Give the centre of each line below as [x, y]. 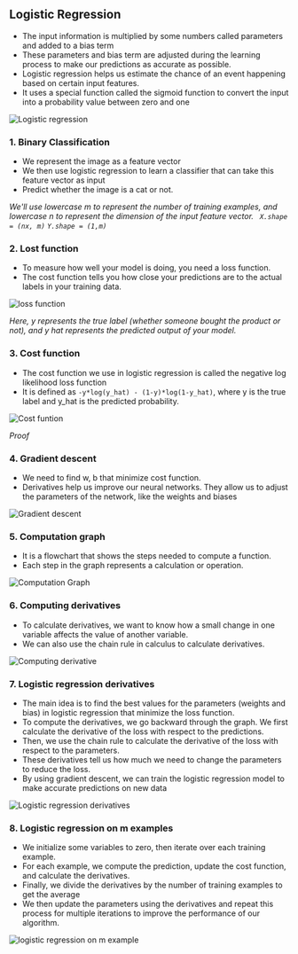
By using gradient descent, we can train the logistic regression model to [153, 778]
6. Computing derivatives [65, 606]
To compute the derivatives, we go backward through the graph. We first [155, 722]
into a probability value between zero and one [106, 102]
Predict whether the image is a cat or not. [98, 190]
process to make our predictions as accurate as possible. [127, 64]
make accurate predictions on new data [94, 787]
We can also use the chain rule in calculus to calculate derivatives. [143, 644]
